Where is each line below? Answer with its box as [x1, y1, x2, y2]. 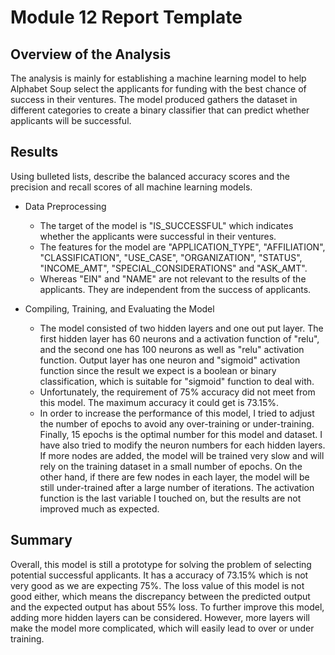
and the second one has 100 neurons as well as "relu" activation [39, 343, 305, 355]
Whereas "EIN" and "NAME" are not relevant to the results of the [39, 272, 307, 285]
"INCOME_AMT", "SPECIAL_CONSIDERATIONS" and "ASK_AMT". [39, 262, 308, 274]
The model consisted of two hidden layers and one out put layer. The [39, 322, 324, 334]
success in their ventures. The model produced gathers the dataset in [10, 94, 298, 105]
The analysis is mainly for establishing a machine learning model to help [10, 72, 307, 84]
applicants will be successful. [10, 115, 132, 126]
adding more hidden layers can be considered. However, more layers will [10, 611, 310, 623]
